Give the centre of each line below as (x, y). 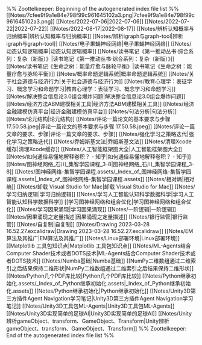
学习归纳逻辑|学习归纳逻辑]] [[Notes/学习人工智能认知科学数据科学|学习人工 (100, 194)
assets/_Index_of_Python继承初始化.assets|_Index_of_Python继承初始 (105, 283)
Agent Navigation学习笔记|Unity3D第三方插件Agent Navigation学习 (110, 298)
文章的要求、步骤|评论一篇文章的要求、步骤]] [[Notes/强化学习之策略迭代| (97, 134)
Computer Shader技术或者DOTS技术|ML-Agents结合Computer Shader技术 (99, 253)
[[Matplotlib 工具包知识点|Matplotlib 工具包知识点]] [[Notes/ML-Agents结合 (99, 246)
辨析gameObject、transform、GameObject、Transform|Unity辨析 (88, 321)
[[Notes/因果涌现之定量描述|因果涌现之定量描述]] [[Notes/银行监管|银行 (94, 217)
